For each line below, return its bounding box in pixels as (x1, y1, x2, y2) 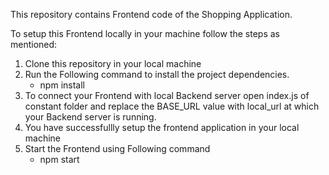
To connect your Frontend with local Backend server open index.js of (24, 90, 310, 101)
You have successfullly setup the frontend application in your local (24, 122, 300, 133)
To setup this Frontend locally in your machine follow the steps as (10, 28, 280, 39)
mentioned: (10, 39, 58, 50)
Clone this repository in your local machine (24, 58, 202, 69)
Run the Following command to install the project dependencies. (24, 69, 290, 80)
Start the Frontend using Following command (24, 143, 211, 154)
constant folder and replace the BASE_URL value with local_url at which (24, 100, 320, 112)
